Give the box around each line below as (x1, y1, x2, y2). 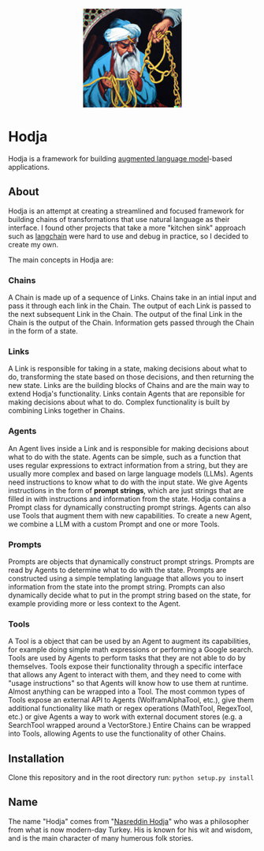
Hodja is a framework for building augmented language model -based (8, 153, 232, 163)
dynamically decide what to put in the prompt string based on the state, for (8, 590, 251, 600)
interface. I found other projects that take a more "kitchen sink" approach (8, 223, 246, 232)
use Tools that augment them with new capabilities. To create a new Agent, (8, 510, 252, 520)
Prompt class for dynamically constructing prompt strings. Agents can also (8, 503, 251, 512)
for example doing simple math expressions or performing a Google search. (8, 645, 254, 654)
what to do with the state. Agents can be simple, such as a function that (8, 452, 241, 461)
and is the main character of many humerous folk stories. (8, 833, 194, 842)
